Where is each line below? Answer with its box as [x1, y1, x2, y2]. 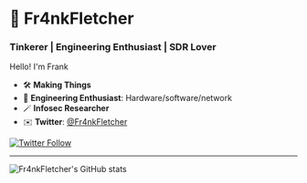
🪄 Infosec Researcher [22, 103, 110, 114]
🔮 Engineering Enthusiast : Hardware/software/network [22, 93, 233, 104]
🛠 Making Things [22, 79, 91, 90]
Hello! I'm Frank [9, 61, 69, 72]
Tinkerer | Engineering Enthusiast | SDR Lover [9, 41, 217, 54]
